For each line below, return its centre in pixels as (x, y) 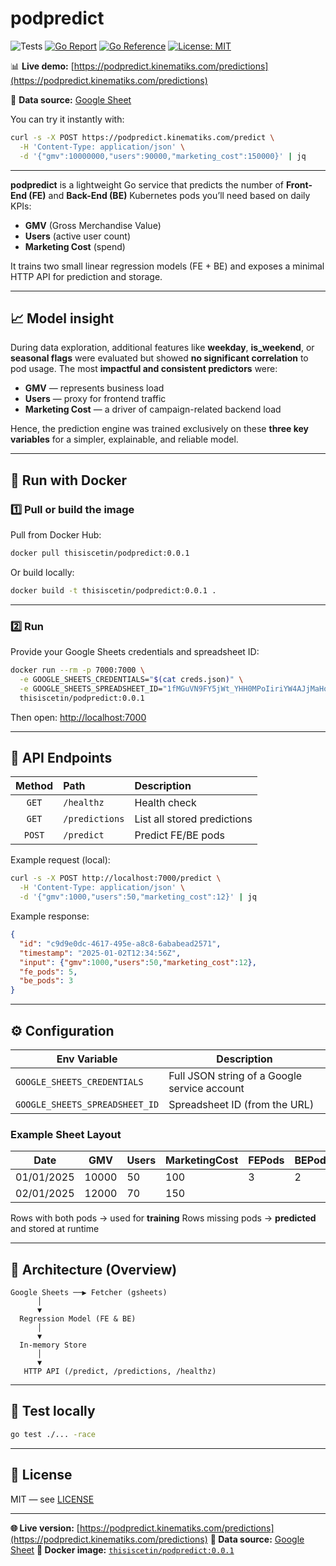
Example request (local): (60, 860)
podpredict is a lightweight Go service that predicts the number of (147, 184)
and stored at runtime (55, 1229)
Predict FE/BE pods (179, 835)
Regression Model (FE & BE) (78, 1319)
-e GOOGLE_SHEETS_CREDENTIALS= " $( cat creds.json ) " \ (131, 679)
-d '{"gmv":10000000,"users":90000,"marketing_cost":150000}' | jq (163, 156)
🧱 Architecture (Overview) (94, 1269)
